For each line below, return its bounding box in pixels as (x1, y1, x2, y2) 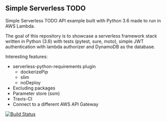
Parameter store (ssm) (12, 90, 60, 96)
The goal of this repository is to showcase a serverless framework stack (5, 33, 157, 39)
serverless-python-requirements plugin (12, 63, 96, 69)
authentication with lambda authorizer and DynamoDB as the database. (5, 43, 156, 50)
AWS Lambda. (5, 23, 35, 29)
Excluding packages (12, 85, 56, 91)
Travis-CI (12, 96, 33, 102)
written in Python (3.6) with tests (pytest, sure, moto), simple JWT (5, 38, 144, 44)
